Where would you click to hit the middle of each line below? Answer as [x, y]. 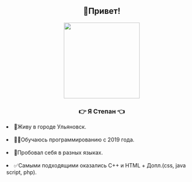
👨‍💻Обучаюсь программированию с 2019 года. [74, 140]
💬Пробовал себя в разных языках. [58, 153]
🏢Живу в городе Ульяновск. [50, 127]
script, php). [22, 172]
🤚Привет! [102, 11]
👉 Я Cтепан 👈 [102, 111]
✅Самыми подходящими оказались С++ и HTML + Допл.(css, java [100, 166]
